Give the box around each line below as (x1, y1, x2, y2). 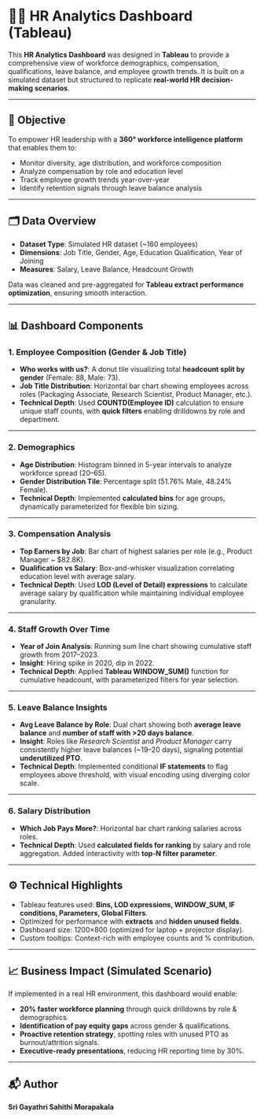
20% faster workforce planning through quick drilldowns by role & (19, 1004, 237, 1014)
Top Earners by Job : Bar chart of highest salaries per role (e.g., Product (19, 547, 253, 556)
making (8, 83, 34, 93)
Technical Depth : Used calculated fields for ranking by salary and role (19, 840, 251, 850)
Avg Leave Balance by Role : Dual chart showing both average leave (19, 720, 241, 729)
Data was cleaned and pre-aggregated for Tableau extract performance (8, 280, 244, 289)
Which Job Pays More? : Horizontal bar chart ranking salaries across (19, 823, 242, 833)
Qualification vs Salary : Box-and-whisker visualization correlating (19, 563, 235, 572)
